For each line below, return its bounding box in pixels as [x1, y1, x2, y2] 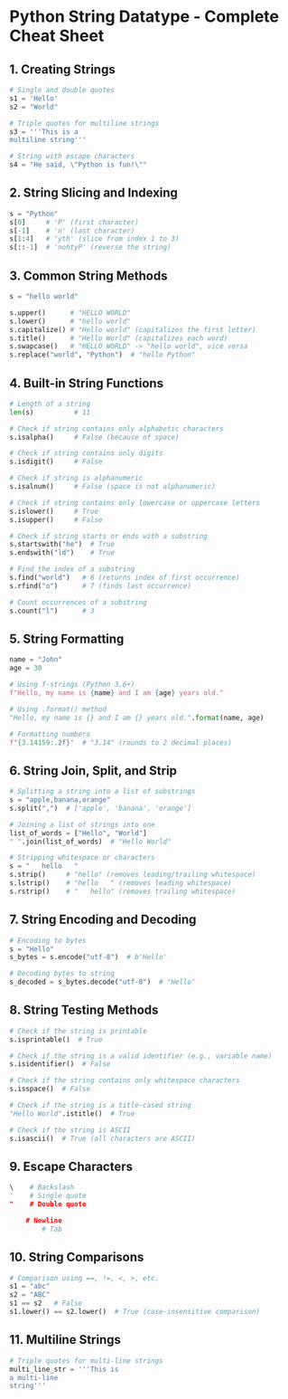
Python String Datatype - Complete [9, 6, 280, 27]
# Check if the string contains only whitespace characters [9, 1076, 241, 1085]
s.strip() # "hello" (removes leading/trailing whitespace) [9, 871, 256, 880]
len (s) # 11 [9, 407, 91, 417]
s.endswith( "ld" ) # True [9, 548, 116, 557]
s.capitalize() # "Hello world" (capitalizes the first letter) [9, 325, 256, 334]
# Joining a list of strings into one [9, 820, 155, 829]
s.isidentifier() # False [9, 1060, 111, 1069]
